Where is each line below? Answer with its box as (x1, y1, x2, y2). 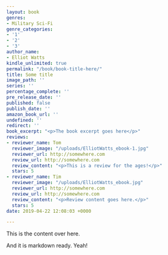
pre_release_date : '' (6, 94, 62, 100)
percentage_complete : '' (6, 89, 70, 95)
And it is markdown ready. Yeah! (6, 242, 88, 249)
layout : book (6, 9, 40, 15)
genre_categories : (6, 26, 53, 32)
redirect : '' (6, 123, 40, 129)
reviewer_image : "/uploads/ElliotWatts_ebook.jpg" (12, 180, 144, 186)
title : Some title (6, 72, 53, 78)
